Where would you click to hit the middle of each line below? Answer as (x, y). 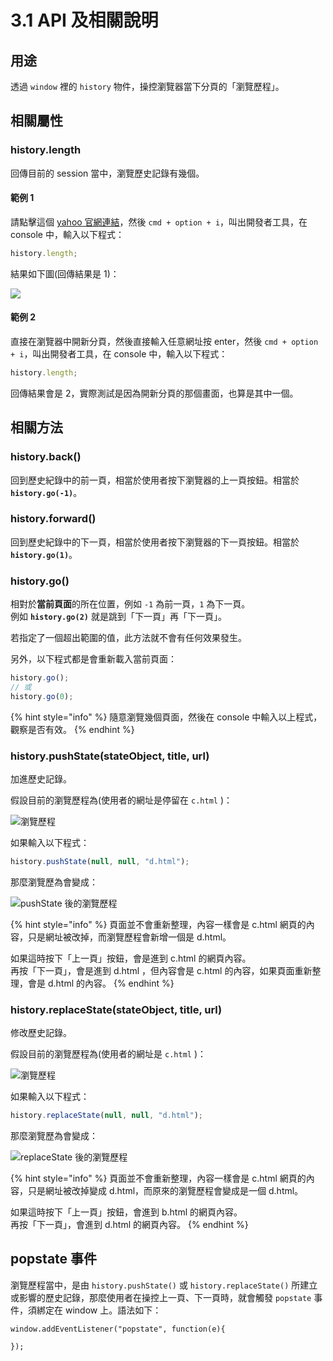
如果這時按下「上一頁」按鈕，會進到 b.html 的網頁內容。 (126, 1212)
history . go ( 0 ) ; (42, 696)
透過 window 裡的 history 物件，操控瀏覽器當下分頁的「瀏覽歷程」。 (147, 86)
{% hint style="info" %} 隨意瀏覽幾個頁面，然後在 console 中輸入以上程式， (166, 717)
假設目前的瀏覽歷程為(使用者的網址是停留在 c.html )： (121, 800)
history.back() (46, 457)
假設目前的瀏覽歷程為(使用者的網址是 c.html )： (108, 1054)
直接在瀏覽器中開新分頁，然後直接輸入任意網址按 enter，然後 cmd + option (164, 341)
